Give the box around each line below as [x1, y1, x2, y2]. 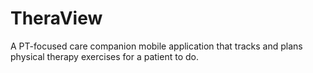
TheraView [10, 7, 103, 30]
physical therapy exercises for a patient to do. [10, 50, 199, 62]
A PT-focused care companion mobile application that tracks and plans [10, 40, 303, 52]
